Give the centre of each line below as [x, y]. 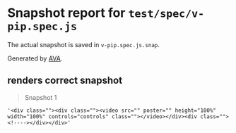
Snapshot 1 [41, 97]
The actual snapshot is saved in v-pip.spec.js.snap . [84, 44]
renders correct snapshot [65, 81]
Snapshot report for [66, 13]
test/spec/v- [166, 14]
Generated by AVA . [35, 58]
